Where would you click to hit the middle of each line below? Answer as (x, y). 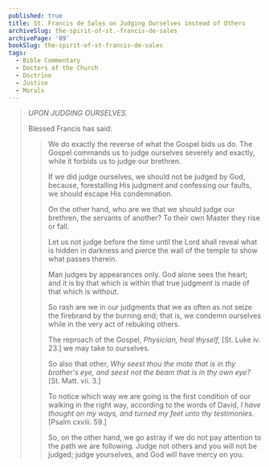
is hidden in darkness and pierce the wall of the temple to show (153, 250)
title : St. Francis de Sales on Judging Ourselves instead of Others (127, 23)
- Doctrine (34, 75)
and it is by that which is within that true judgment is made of (149, 283)
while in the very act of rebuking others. (114, 324)
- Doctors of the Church (57, 68)
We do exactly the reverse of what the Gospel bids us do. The (150, 144)
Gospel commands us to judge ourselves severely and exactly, (151, 152)
